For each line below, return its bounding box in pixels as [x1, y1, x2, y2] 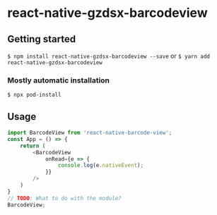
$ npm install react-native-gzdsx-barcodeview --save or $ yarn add [7, 51, 211, 60]
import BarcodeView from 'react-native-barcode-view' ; [7, 129, 172, 137]
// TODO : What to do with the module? [7, 195, 122, 202]
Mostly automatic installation [7, 75, 110, 85]
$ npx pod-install [7, 92, 61, 99]
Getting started [7, 33, 76, 45]
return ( [20, 142, 46, 149]
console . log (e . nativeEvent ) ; [57, 162, 143, 169]
